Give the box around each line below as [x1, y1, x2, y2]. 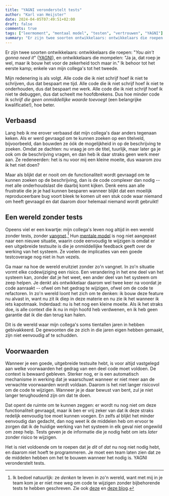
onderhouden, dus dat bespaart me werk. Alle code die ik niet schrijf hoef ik [5, 86, 163, 92]
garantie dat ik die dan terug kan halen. [5, 312, 87, 318]
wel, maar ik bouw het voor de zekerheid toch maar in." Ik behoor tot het [5, 60, 155, 66]
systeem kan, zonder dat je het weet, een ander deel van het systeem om [5, 274, 157, 280]
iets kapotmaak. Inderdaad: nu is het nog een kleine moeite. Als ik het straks [5, 301, 163, 307]
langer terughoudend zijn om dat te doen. [5, 392, 92, 398]
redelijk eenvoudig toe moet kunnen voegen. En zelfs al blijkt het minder [5, 412, 155, 418]
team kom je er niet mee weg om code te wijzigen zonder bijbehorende [12, 479, 160, 486]
